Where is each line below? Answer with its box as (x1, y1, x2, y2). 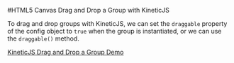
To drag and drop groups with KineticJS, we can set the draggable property (7, 20, 228, 27)
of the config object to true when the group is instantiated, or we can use (7, 27, 222, 35)
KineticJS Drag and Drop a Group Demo (7, 48, 124, 56)
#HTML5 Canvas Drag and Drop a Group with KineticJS (7, 6, 170, 14)
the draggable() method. (7, 34, 79, 43)
